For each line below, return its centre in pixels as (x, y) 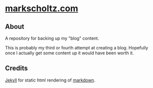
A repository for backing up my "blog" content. (52, 38)
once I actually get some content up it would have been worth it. (69, 53)
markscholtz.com (42, 9)
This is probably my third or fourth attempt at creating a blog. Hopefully (77, 48)
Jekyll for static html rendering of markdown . (50, 80)
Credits (17, 68)
